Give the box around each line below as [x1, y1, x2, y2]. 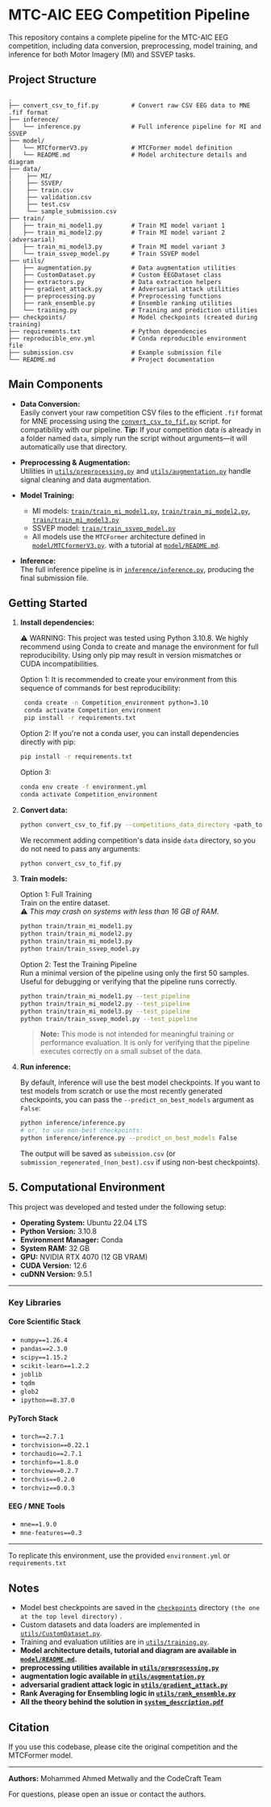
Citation [8, 1721, 50, 1734]
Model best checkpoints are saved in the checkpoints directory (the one [19, 1603, 261, 1612]
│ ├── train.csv [8, 186, 74, 195]
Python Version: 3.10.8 [19, 1226, 97, 1236]
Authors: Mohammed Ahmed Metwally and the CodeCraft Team [8, 1773, 222, 1783]
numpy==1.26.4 [19, 1336, 68, 1345]
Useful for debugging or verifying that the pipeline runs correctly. [19, 977, 237, 986]
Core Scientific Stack [8, 1317, 81, 1327]
